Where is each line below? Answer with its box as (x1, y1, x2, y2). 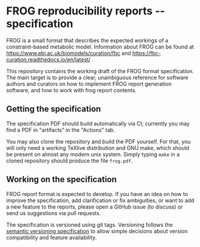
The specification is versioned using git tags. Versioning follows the (6, 221, 173, 228)
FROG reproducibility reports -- (6, 4, 165, 18)
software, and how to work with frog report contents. (6, 86, 137, 94)
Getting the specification (6, 104, 101, 115)
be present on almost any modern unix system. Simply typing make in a (6, 150, 180, 158)
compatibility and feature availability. (6, 234, 97, 241)
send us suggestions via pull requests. (6, 209, 101, 216)
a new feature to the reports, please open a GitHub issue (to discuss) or (6, 203, 183, 210)
